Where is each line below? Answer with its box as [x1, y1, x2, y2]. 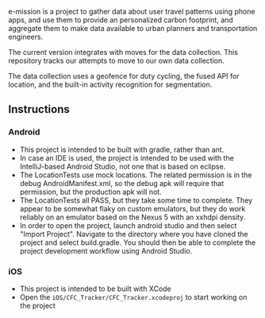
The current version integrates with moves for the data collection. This [8, 48, 238, 56]
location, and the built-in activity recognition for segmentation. [8, 79, 213, 89]
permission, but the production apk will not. [19, 187, 163, 196]
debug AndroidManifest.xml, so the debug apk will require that [19, 178, 225, 188]
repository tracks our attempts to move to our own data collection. [8, 56, 225, 65]
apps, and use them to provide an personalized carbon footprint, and [8, 15, 234, 25]
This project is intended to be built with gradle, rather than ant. [19, 145, 225, 154]
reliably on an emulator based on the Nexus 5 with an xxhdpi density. [19, 212, 246, 222]
